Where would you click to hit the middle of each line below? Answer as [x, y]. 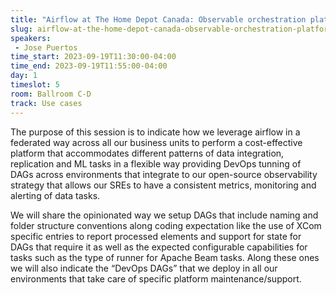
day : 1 [24, 76]
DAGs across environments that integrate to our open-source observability [164, 174]
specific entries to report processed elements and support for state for [156, 236]
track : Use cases [46, 103]
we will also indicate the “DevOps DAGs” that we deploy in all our [144, 268]
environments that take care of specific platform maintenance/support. [156, 278]
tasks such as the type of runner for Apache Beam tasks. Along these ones [165, 257]
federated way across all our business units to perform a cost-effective [156, 142]
